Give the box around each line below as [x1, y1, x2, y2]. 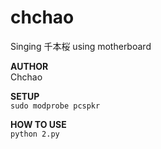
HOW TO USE [10, 118, 67, 130]
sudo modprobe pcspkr [10, 101, 101, 111]
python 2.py [10, 129, 60, 139]
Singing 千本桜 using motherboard [10, 40, 152, 52]
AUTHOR [10, 60, 49, 72]
